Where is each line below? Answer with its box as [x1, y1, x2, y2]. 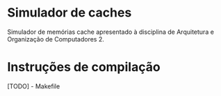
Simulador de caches [7, 5, 132, 21]
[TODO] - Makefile [7, 81, 60, 90]
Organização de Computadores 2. [7, 35, 104, 43]
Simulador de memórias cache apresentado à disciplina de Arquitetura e [7, 28, 214, 36]
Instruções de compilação [7, 59, 161, 75]
